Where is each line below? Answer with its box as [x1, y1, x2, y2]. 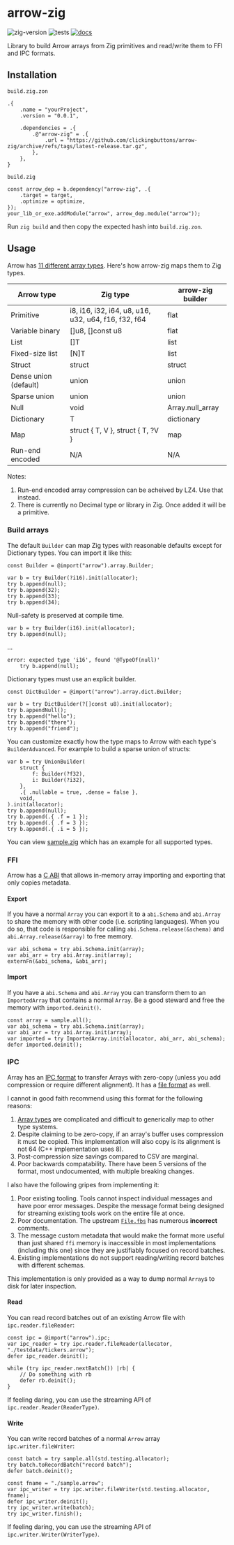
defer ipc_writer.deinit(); [7, 1498, 89, 1505]
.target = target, [19, 191, 73, 198]
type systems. [17, 1122, 58, 1131]
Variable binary [10, 326, 61, 335]
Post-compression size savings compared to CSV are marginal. [17, 1152, 199, 1161]
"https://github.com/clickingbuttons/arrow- [66, 136, 198, 144]
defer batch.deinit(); [7, 1467, 73, 1475]
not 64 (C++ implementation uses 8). [17, 1145, 124, 1153]
